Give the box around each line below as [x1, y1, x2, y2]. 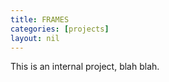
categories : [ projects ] [10, 24, 110, 34]
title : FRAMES [10, 14, 70, 25]
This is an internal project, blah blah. [10, 61, 160, 73]
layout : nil [10, 33, 60, 43]
